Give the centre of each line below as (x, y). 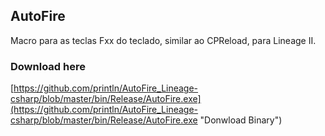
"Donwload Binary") (241, 120)
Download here (48, 66)
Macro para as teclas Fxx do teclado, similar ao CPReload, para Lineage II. (163, 40)
